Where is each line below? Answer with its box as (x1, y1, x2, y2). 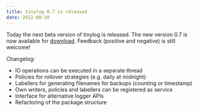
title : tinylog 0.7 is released (6, 8, 87, 15)
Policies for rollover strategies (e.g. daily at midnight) (14, 73, 146, 80)
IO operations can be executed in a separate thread (14, 66, 143, 74)
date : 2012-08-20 (6, 14, 50, 20)
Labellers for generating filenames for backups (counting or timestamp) (14, 79, 193, 87)
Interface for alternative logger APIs (14, 92, 104, 99)
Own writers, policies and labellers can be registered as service (14, 86, 173, 93)
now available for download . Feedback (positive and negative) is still (6, 37, 176, 44)
